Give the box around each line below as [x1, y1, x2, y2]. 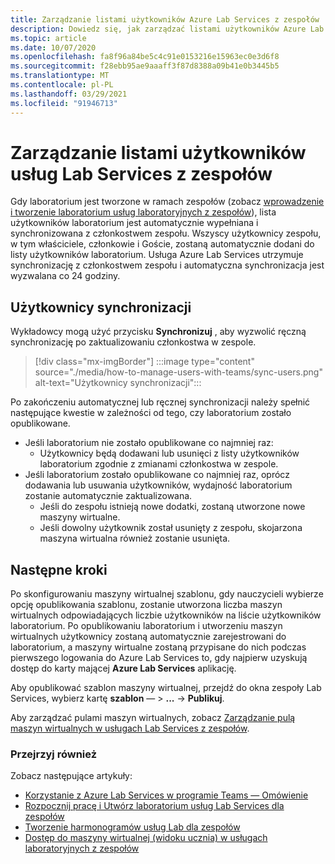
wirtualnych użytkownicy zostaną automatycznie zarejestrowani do [10, 631, 287, 643]
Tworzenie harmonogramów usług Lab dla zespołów [24, 821, 241, 833]
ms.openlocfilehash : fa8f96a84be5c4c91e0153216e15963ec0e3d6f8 [10, 52, 280, 62]
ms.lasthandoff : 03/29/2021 [10, 89, 128, 99]
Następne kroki [10, 561, 108, 578]
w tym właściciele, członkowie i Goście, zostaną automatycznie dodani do [10, 238, 315, 250]
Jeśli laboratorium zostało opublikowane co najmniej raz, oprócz [24, 469, 290, 481]
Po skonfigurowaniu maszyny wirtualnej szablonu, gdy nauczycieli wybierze [10, 588, 324, 600]
